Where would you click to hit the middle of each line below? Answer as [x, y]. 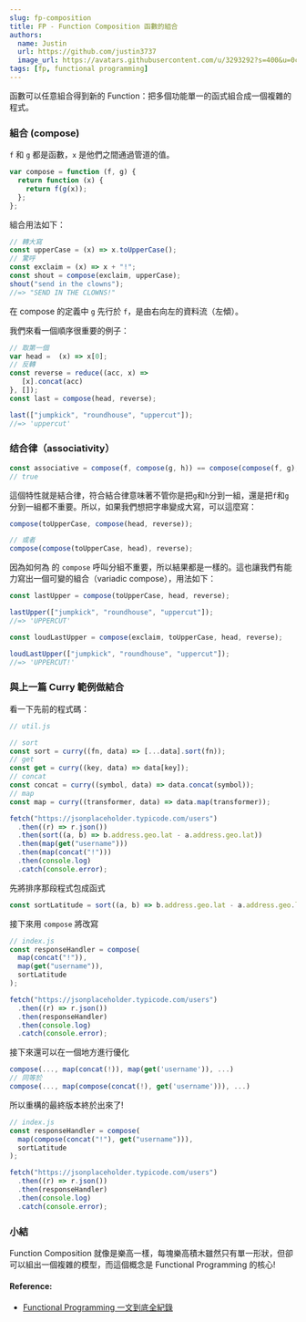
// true [24, 476]
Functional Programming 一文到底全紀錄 [97, 1307]
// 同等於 [26, 1078]
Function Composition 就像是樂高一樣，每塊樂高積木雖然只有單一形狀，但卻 [152, 1253]
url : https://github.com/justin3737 [87, 52]
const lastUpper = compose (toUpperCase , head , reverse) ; [120, 596]
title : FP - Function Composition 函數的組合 [94, 26]
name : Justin [42, 43]
